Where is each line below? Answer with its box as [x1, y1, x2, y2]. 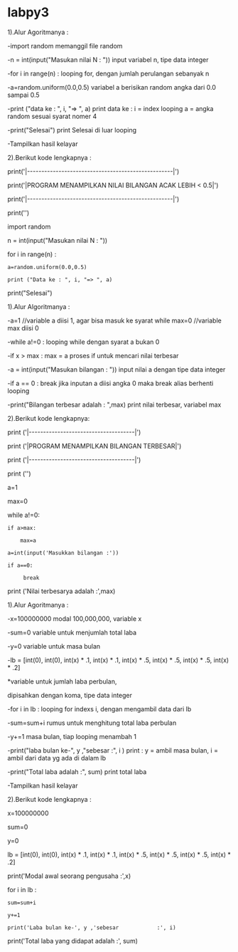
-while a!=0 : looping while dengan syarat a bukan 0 [7, 338, 160, 346]
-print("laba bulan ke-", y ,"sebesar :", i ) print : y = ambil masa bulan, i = [7, 746, 219, 755]
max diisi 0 [7, 323, 39, 332]
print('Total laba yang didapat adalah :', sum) [7, 936, 139, 945]
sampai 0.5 [7, 90, 40, 99]
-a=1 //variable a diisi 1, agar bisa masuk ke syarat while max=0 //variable [7, 316, 222, 325]
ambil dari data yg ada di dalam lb [7, 753, 107, 762]
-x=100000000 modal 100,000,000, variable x [7, 614, 142, 623]
